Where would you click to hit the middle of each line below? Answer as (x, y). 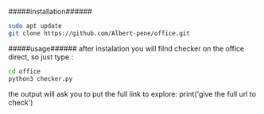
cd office (25, 71)
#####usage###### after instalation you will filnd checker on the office (126, 48)
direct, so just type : (41, 57)
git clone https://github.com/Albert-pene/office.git (99, 33)
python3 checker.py (41, 78)
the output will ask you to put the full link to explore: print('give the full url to (132, 93)
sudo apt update (35, 26)
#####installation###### (50, 11)
